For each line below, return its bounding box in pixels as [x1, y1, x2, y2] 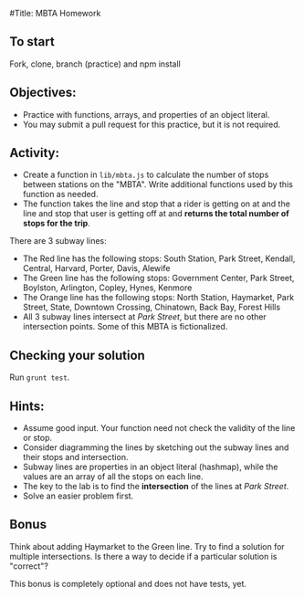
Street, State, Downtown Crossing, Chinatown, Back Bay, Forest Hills [22, 301, 281, 313]
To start [9, 34, 55, 49]
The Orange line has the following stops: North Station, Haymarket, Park [22, 292, 295, 303]
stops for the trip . [22, 218, 91, 229]
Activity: [9, 145, 60, 161]
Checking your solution [9, 347, 146, 363]
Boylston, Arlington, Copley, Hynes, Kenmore [22, 282, 193, 293]
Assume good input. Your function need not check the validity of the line [22, 423, 296, 434]
